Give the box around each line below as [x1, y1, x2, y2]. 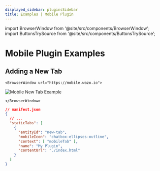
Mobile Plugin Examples [5, 48, 105, 59]
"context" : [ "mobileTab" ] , [18, 139, 78, 144]
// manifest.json [5, 107, 41, 112]
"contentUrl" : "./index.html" [18, 148, 80, 153]
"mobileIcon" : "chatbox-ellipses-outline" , [18, 134, 109, 139]
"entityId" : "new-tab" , [18, 130, 67, 135]
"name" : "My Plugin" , [18, 143, 63, 148]
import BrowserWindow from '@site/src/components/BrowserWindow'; [5, 25, 150, 31]
